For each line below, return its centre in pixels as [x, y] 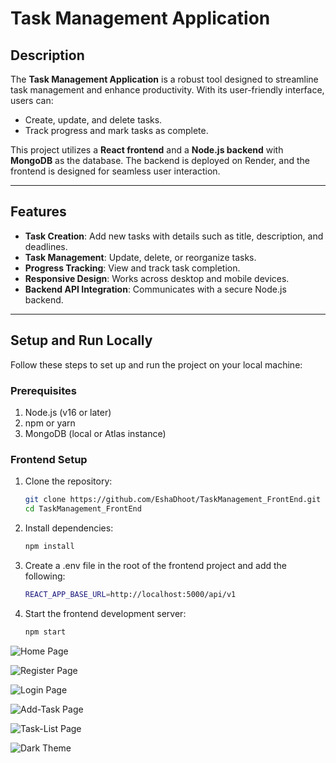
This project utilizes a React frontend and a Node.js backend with [147, 150]
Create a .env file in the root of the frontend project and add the [156, 565]
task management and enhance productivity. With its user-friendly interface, [167, 90]
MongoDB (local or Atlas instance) [95, 433]
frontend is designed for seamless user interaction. [115, 171]
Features [38, 212]
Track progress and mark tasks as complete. [116, 130]
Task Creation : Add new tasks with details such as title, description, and [174, 236]
